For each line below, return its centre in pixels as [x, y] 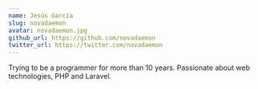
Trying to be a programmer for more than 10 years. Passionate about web [129, 68]
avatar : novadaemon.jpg [48, 30]
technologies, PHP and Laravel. [60, 76]
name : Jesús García [41, 15]
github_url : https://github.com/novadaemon [82, 38]
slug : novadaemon [37, 23]
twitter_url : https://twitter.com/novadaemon [85, 45]
